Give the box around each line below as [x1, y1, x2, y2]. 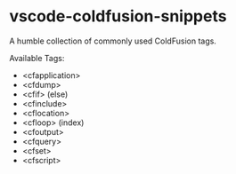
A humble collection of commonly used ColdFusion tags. [9, 36, 216, 46]
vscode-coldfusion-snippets [9, 6, 227, 27]
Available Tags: [9, 52, 65, 63]
